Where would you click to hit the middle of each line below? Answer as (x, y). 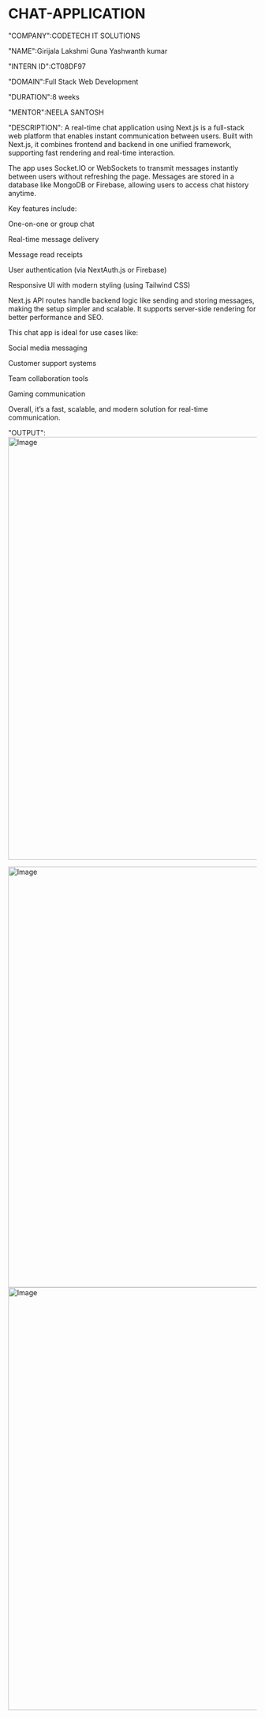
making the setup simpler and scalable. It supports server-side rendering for (132, 308)
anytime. (22, 193)
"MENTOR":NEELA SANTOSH (56, 112)
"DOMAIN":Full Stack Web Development (73, 81)
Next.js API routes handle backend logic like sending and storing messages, (131, 300)
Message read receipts (45, 254)
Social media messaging (48, 348)
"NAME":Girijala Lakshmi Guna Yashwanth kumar (88, 51)
